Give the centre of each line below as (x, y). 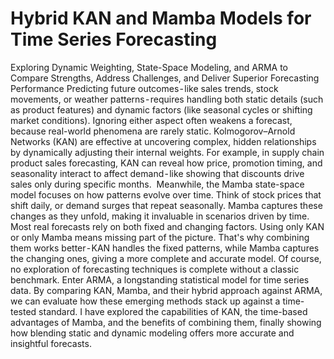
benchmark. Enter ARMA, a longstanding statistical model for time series (160, 279)
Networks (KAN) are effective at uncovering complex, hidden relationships (163, 141)
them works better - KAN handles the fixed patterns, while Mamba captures (165, 248)
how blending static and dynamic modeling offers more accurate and (152, 333)
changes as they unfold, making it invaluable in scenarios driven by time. (160, 216)
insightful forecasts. (51, 343)
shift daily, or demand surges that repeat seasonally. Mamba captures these (166, 205)
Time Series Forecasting (114, 39)
